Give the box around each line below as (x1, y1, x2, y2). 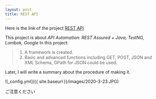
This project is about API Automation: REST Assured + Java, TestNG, (5, 35, 145, 40)
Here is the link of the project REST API (5, 25, 84, 31)
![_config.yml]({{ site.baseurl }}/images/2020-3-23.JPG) (5, 79, 119, 84)
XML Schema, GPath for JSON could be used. (24, 59, 118, 65)
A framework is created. (24, 49, 74, 55)
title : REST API (5, 12, 38, 17)
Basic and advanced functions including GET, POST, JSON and (24, 54, 152, 60)
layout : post (5, 7, 32, 12)
